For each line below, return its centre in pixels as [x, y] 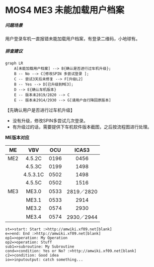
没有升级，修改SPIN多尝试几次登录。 [50, 121]
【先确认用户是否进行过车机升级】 [40, 110]
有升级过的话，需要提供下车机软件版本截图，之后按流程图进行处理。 [82, 127]
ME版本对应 [17, 138]
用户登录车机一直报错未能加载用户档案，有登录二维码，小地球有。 [73, 39]
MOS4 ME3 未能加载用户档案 [65, 10]
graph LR [14, 63]
